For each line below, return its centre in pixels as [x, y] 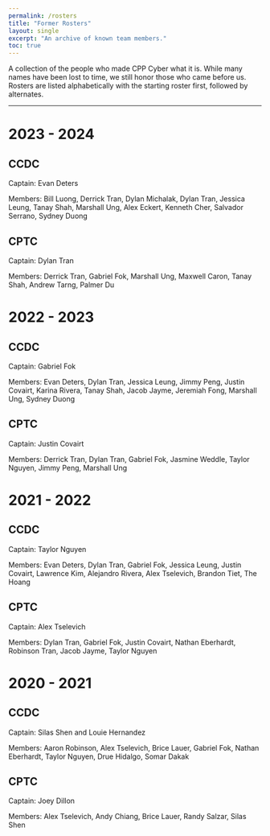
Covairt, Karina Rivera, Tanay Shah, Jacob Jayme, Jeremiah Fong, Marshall [133, 390]
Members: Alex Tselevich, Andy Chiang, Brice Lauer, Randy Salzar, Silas [127, 817]
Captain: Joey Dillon [41, 801]
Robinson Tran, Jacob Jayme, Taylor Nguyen [83, 651]
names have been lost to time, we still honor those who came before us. [127, 77]
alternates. [26, 94]
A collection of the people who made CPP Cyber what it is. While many [125, 68]
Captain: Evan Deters [43, 183]
